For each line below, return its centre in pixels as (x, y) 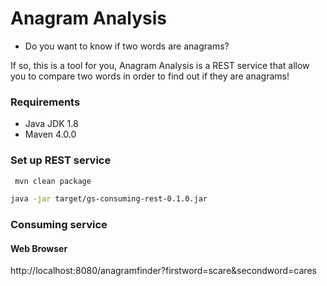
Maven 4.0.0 (50, 134)
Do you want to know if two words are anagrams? (127, 46)
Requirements (45, 102)
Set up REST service (61, 160)
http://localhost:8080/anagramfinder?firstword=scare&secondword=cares (163, 271)
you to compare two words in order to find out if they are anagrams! (150, 76)
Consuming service (59, 225)
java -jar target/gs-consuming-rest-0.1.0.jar (109, 199)
